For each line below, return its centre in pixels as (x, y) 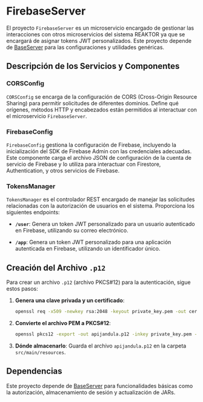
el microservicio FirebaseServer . (47, 116)
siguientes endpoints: (33, 213)
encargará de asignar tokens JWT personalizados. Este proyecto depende (99, 41)
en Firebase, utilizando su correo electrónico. (72, 231)
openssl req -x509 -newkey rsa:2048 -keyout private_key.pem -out (101, 312)
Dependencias (34, 371)
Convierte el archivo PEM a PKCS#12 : (63, 323)
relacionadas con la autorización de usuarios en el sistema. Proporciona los (101, 206)
